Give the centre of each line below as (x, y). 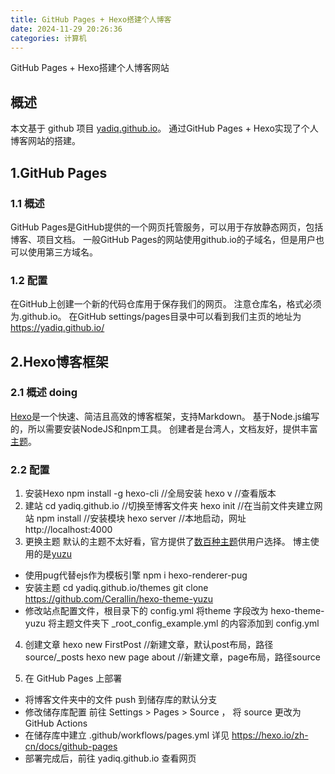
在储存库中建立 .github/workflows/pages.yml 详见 (127, 735)
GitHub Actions (56, 723)
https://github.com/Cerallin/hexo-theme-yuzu (119, 599)
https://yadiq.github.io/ (57, 328)
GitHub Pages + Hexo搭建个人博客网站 (90, 68)
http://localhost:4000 (68, 530)
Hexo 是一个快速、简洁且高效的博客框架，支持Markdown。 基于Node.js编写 (165, 416)
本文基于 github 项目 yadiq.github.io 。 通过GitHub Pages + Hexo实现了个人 (164, 128)
